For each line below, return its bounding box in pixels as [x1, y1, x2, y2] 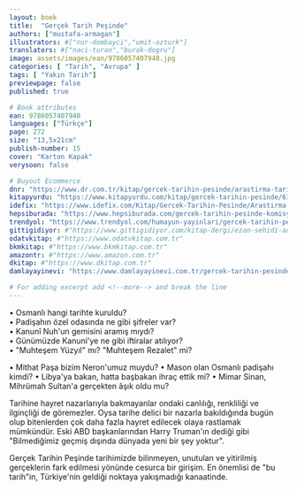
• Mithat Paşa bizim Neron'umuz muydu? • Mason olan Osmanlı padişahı [9, 362, 274, 372]
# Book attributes [9, 103, 77, 111]
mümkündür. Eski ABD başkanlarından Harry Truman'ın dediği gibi [9, 426, 250, 436]
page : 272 [9, 127, 46, 137]
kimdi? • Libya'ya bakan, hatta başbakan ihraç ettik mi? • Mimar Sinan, [9, 371, 267, 381]
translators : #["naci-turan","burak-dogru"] [9, 46, 176, 55]
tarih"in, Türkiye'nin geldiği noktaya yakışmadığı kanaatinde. [9, 471, 228, 482]
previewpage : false [9, 79, 81, 88]
